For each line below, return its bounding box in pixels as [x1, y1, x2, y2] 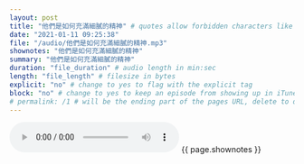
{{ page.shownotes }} [180, 144, 261, 155]
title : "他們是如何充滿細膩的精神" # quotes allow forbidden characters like [9, 22, 293, 31]
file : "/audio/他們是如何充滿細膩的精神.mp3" [9, 38, 167, 48]
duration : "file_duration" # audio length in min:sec [9, 64, 217, 73]
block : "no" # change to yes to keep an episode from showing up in [9, 88, 273, 97]
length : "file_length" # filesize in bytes [9, 72, 176, 81]
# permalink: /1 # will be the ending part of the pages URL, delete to [9, 96, 290, 106]
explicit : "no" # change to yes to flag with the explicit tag [9, 80, 253, 89]
